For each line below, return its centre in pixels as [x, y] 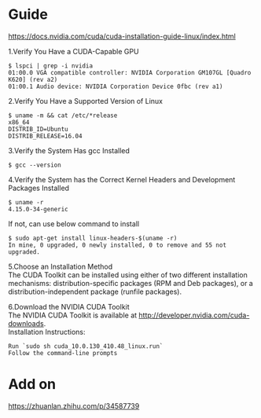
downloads [26, 323]
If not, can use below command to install [74, 224]
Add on [32, 385]
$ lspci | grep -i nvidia [50, 66]
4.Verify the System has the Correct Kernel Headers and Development [122, 179]
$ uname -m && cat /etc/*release [63, 115]
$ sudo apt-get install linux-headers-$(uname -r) [93, 238]
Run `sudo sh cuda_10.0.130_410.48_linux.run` [86, 346]
